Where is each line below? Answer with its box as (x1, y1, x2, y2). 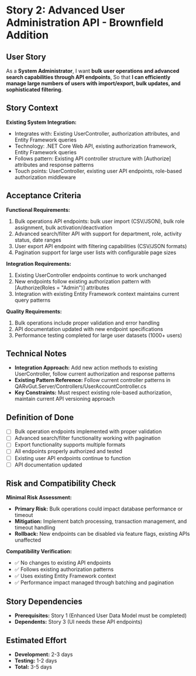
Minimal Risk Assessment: (6, 494, 72, 501)
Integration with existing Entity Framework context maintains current (14, 290, 180, 297)
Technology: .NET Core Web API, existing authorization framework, (14, 142, 177, 150)
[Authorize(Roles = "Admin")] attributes (14, 284, 109, 291)
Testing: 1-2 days (14, 657, 57, 664)
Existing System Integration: (6, 119, 77, 126)
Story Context (6, 103, 59, 113)
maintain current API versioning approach (14, 396, 115, 403)
